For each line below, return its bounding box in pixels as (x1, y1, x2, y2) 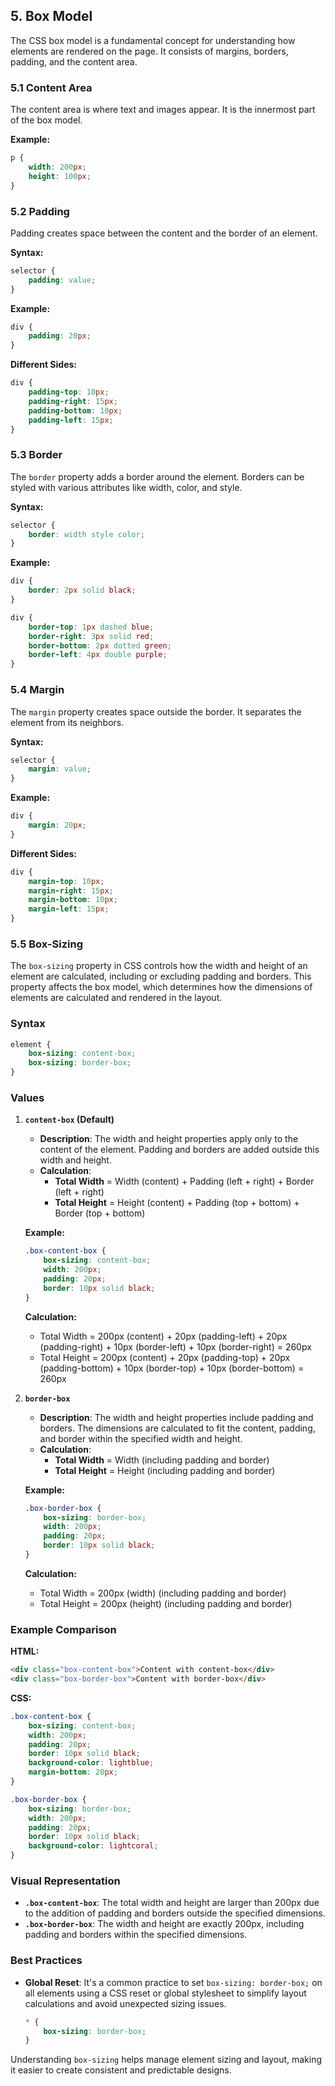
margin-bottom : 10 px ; (28, 895, 118, 905)
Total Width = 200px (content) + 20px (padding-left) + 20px (39, 1330, 288, 1342)
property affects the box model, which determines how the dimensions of (10, 981, 313, 993)
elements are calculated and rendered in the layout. (10, 992, 223, 1004)
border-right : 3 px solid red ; (28, 631, 155, 641)
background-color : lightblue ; (28, 1758, 155, 1768)
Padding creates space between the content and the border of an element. (10, 227, 318, 239)
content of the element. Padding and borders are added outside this (39, 1144, 320, 1156)
